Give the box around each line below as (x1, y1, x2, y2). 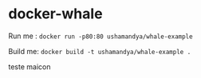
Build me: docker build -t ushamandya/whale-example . (8, 46, 191, 56)
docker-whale (8, 5, 103, 23)
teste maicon (8, 61, 51, 72)
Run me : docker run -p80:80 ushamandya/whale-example (8, 31, 193, 41)
